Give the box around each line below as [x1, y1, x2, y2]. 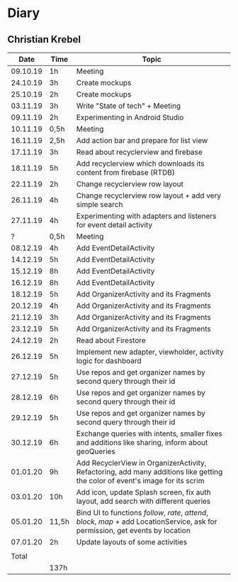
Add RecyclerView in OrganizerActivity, [76, 458, 207, 468]
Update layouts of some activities [76, 537, 188, 546]
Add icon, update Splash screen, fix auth [76, 487, 211, 497]
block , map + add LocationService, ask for [76, 517, 217, 527]
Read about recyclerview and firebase [76, 147, 203, 157]
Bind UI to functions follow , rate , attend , [76, 508, 209, 517]
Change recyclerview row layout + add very [76, 190, 222, 200]
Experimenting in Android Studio [76, 112, 184, 122]
